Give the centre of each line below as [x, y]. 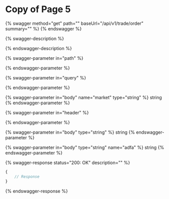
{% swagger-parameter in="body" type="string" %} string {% [70, 132]
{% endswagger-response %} [37, 191]
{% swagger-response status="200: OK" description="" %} [68, 163]
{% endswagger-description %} [39, 48]
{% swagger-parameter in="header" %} [47, 112]
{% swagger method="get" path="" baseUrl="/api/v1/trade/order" [74, 23]
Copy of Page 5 [38, 9]
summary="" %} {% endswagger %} [44, 28]
